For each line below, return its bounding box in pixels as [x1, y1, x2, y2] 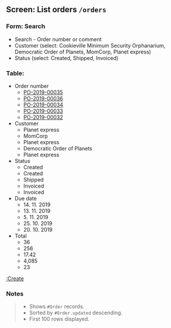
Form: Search [6, 22, 46, 31]
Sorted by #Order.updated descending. [29, 309, 123, 316]
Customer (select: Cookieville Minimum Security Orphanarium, [14, 42, 166, 49]
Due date [14, 195, 37, 202]
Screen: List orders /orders [6, 5, 107, 15]
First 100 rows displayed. [29, 316, 90, 323]
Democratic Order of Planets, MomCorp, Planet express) [14, 48, 151, 55]
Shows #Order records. [29, 303, 85, 310]
